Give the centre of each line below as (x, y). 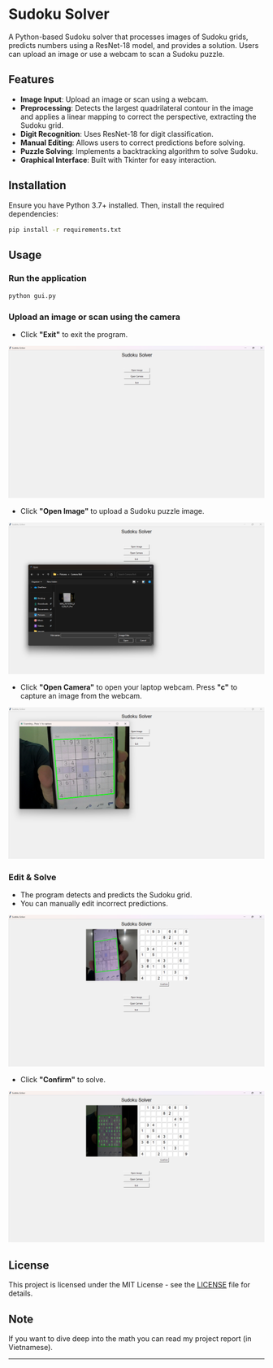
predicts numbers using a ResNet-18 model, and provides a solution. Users (134, 45)
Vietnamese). (30, 1348)
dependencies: (33, 213)
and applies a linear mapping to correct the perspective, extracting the (138, 116)
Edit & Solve (32, 877)
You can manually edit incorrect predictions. (94, 903)
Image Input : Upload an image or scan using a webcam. (114, 99)
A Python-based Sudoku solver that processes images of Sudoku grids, (128, 37)
